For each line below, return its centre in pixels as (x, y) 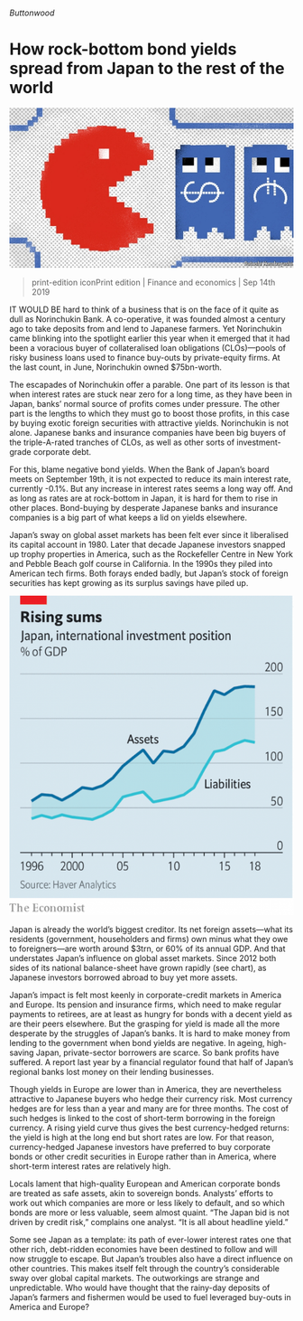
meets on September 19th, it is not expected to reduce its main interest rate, (150, 479)
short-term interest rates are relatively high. (90, 1165)
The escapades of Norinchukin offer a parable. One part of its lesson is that (150, 385)
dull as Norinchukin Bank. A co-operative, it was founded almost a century (147, 319)
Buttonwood (32, 13)
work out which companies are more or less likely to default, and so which (147, 1203)
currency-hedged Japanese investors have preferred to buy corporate (140, 1146)
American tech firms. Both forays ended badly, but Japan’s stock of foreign (149, 573)
